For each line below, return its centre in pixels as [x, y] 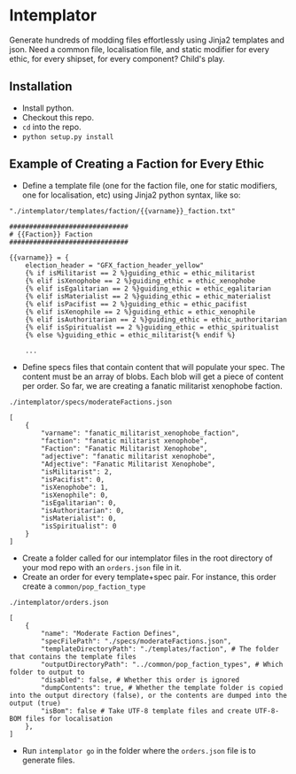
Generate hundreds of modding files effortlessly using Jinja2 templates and [147, 40]
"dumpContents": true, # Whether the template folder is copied [162, 687]
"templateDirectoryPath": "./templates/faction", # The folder [160, 649]
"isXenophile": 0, [75, 495]
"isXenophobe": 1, [75, 487]
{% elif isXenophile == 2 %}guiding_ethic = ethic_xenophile [140, 312]
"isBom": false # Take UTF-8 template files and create [146, 711]
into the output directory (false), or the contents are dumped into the [148, 695]
